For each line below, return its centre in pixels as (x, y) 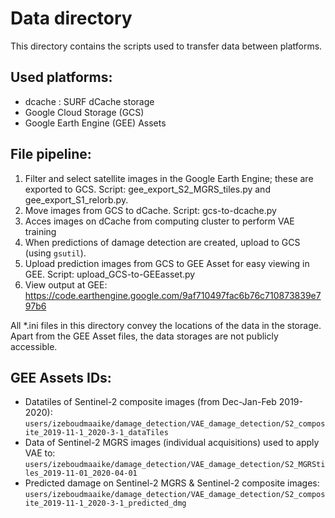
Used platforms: (61, 77)
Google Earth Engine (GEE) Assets (95, 123)
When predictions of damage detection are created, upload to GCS (162, 242)
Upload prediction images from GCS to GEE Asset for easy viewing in (167, 263)
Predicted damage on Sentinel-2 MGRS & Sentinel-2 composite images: (172, 483)
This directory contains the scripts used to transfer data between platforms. (166, 46)
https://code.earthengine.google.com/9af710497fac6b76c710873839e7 (173, 295)
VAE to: (40, 453)
